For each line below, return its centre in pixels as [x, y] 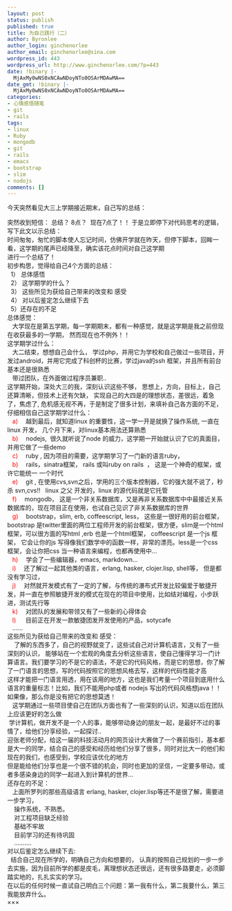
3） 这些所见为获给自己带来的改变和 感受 [68, 292]
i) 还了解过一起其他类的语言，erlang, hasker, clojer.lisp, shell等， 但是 [114, 569]
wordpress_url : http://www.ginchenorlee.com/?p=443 [83, 65]
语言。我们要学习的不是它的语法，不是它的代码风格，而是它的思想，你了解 [119, 662]
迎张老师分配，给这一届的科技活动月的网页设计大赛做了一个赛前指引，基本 [113, 740]
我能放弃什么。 [28, 894]
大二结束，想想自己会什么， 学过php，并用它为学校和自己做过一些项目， [115, 352]
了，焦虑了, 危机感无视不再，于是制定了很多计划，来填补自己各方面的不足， [115, 404]
